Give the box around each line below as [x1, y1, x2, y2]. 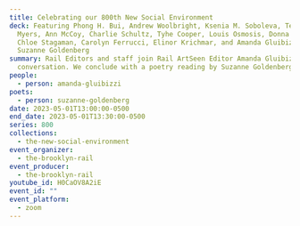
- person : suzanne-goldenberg [17, 95, 129, 105]
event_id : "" [9, 187, 58, 196]
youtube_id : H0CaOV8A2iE [9, 179, 102, 188]
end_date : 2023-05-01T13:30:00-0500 [9, 112, 146, 121]
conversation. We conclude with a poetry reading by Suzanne [17, 63, 250, 72]
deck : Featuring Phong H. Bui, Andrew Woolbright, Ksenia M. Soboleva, [9, 21, 281, 30]
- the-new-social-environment [17, 137, 129, 146]
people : [9, 71, 38, 80]
